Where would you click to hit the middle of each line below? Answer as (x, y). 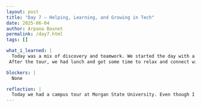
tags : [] (17, 40)
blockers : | (21, 73)
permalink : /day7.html (35, 34)
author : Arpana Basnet (35, 29)
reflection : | (24, 89)
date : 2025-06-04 (28, 23)
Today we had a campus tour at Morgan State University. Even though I (103, 95)
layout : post (23, 12)
